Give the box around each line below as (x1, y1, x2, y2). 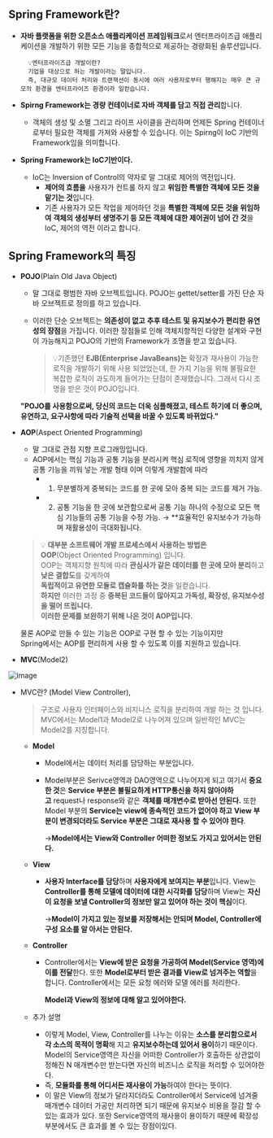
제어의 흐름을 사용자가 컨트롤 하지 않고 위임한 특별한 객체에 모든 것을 (44, 182, 260, 192)
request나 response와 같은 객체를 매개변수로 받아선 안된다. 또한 (53, 796, 257, 805)
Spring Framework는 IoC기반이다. (19, 155, 133, 164)
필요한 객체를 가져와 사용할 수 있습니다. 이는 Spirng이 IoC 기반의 (54, 127, 258, 137)
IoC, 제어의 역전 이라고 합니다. (44, 223, 141, 233)
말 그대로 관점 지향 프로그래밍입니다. (32, 444, 148, 454)
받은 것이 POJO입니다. (67, 383, 140, 393)
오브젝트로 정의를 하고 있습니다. (41, 298, 141, 307)
